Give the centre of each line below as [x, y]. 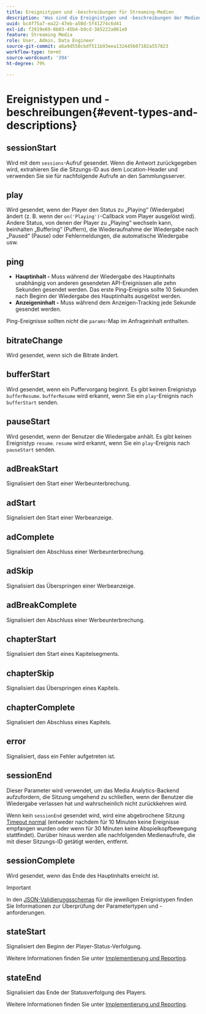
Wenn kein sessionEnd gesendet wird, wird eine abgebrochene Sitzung [96, 815]
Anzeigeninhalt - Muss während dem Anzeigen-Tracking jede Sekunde [105, 303]
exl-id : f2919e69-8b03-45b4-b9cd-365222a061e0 [67, 29]
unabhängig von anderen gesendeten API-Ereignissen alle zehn [96, 283]
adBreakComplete [42, 605]
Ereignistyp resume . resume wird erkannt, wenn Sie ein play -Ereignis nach [98, 443]
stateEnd [24, 977]
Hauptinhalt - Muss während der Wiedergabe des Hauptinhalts [95, 276]
